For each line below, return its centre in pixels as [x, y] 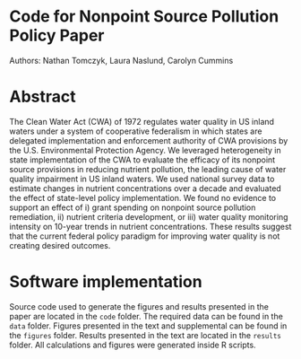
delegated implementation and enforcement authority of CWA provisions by [149, 140]
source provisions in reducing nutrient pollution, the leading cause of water [148, 169]
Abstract [43, 97]
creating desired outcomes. [60, 245]
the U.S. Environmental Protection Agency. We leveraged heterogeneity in [146, 150]
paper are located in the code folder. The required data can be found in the [146, 316]
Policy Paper [57, 35]
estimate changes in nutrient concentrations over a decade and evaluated [146, 188]
